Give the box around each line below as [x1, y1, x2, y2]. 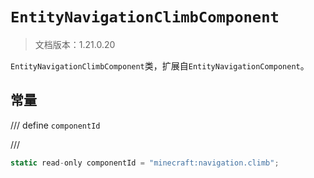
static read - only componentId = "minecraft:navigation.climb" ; [10, 158, 280, 168]
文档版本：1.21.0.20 [34, 38, 116, 50]
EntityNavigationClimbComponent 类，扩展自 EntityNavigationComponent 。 [10, 59, 310, 72]
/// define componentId [10, 119, 101, 131]
